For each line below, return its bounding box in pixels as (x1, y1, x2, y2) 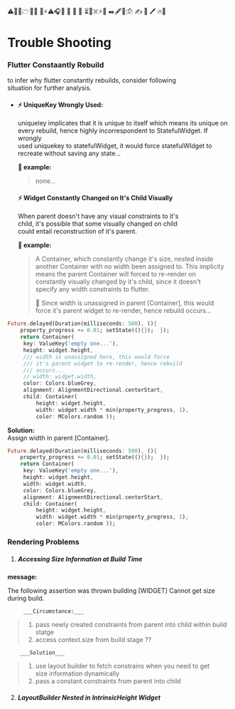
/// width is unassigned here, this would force (23, 353, 170, 361)
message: (7, 573, 38, 581)
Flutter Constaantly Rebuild (7, 60, 104, 70)
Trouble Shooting (7, 34, 112, 51)
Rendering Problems (7, 537, 80, 547)
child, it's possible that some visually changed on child (17, 219, 177, 228)
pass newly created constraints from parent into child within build (35, 621, 227, 628)
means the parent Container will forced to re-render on (35, 270, 197, 279)
